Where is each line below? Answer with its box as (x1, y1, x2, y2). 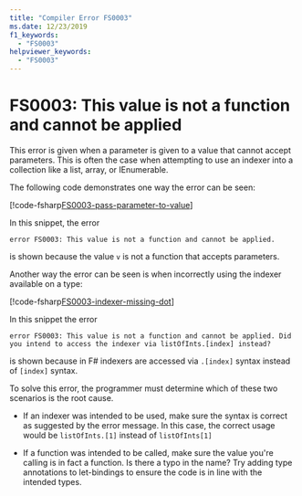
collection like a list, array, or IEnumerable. (9, 164, 169, 174)
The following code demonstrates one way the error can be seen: (9, 182, 255, 193)
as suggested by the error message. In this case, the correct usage (22, 419, 276, 430)
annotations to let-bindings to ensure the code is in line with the (22, 467, 263, 478)
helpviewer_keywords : (9, 47, 92, 57)
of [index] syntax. (9, 364, 78, 375)
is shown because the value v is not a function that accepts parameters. (9, 250, 280, 261)
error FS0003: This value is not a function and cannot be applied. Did (9, 331, 292, 341)
